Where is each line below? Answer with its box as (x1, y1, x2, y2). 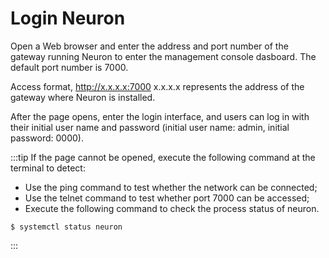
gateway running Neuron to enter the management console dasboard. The (10, 50, 317, 62)
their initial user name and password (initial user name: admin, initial (10, 121, 290, 133)
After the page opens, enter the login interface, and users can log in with (10, 110, 310, 122)
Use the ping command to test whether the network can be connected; (24, 181, 318, 193)
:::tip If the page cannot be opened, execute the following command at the (10, 151, 316, 163)
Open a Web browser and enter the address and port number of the (10, 40, 289, 52)
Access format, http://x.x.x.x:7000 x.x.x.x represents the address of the (10, 80, 305, 92)
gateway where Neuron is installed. (10, 91, 156, 103)
